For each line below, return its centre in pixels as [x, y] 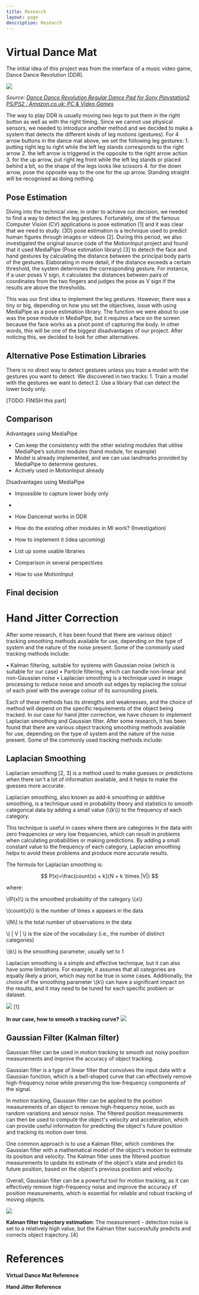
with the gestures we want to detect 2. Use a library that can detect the [93, 382]
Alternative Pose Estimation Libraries [76, 355]
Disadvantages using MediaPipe [45, 482]
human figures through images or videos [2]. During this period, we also [94, 237]
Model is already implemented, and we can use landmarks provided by [101, 457]
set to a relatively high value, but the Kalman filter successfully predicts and [99, 1228]
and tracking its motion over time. [47, 1132]
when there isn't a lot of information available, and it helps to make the [92, 779]
